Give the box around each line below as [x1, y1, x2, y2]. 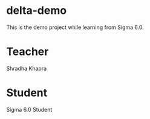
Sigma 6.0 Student [6, 106, 53, 113]
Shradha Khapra [6, 65, 47, 72]
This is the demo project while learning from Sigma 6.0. [6, 24, 144, 31]
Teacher [6, 45, 49, 59]
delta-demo [6, 4, 67, 18]
